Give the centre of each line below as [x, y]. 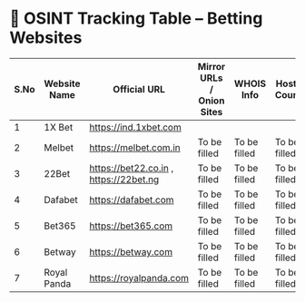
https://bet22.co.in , [132, 168]
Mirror [212, 66]
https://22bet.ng [124, 179]
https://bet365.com [131, 226]
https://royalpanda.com [139, 278]
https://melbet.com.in [135, 147]
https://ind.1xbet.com [135, 127]
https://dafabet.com [132, 200]
